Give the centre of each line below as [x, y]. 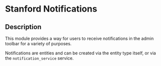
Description [23, 27]
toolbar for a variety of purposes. [38, 44]
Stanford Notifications [51, 9]
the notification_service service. [40, 58]
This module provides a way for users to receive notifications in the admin [79, 38]
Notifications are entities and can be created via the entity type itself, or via [80, 53]
